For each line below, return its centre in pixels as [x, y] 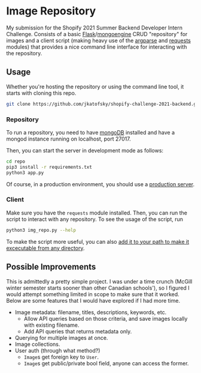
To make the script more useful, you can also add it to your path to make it [98, 241]
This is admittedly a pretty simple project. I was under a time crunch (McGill [99, 281]
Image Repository [51, 11]
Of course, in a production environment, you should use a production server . [100, 184]
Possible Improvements [51, 267]
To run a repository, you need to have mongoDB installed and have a [91, 132]
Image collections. [37, 344]
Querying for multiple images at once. [61, 338]
